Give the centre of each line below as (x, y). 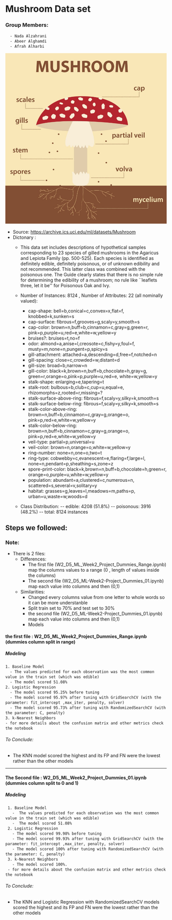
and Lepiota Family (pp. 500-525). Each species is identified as (87, 258)
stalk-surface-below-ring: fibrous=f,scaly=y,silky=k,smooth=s (93, 403)
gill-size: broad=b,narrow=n (58, 365)
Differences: (33, 559)
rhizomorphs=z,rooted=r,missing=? (65, 392)
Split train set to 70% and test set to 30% (71, 608)
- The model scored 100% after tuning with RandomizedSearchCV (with (88, 849)
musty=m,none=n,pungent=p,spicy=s (68, 349)
